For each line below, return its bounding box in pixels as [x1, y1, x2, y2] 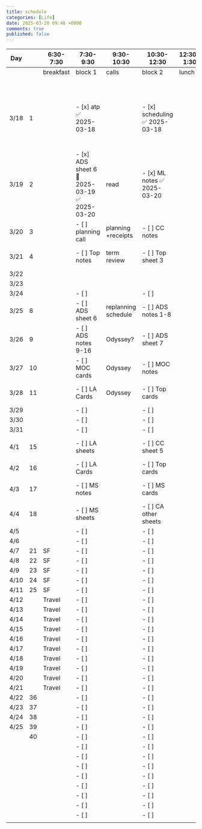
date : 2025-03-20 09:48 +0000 [6, 20, 82, 26]
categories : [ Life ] [6, 14, 55, 20]
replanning [106, 303, 136, 311]
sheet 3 [142, 256, 164, 265]
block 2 [142, 68, 164, 76]
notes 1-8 [142, 311, 171, 319]
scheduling [142, 110, 173, 119]
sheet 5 [142, 447, 164, 455]
